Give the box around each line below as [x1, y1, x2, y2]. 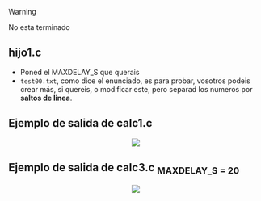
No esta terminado [8, 23, 70, 31]
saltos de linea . [19, 93, 73, 103]
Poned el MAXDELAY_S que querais [19, 67, 140, 77]
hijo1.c [8, 46, 42, 60]
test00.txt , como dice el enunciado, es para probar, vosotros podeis [19, 76, 250, 86]
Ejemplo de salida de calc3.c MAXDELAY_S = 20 [8, 161, 240, 177]
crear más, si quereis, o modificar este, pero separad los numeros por [19, 84, 253, 94]
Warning [8, 7, 36, 16]
